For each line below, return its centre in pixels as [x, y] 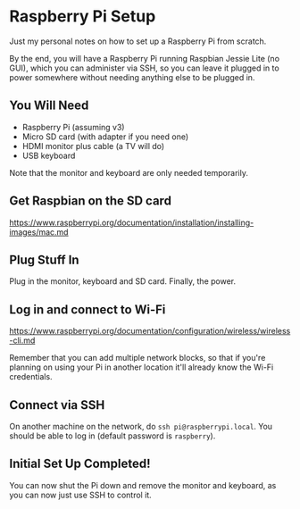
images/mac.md [39, 232]
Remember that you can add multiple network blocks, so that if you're [137, 358]
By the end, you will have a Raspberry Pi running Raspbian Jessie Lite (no [144, 58]
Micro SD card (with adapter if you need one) [105, 137]
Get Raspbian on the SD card [91, 201]
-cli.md [22, 340]
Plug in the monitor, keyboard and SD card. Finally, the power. [123, 281]
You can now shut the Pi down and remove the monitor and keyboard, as [143, 485]
